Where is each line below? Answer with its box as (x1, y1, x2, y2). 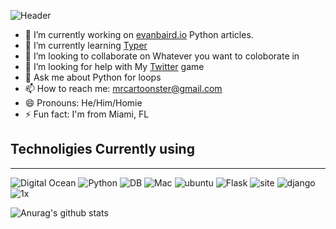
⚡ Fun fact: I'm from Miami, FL (24, 108, 150, 120)
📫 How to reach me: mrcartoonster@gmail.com (24, 83, 223, 94)
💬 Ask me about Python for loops (24, 71, 162, 83)
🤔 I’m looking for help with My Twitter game (24, 61, 205, 72)
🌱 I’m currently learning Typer (24, 40, 148, 51)
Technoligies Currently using (10, 141, 195, 158)
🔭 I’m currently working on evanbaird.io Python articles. (24, 29, 254, 40)
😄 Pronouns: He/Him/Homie (24, 97, 143, 109)
